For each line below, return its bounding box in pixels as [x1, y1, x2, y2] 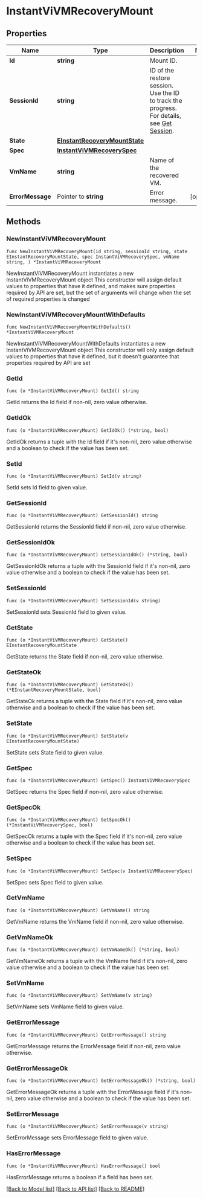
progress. [150, 104, 177, 112]
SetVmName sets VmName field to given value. [6, 1003, 124, 1010]
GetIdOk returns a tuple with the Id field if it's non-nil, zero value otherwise [6, 438, 192, 445]
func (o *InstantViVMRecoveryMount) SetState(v [6, 733, 129, 739]
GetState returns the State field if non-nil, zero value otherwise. [6, 653, 164, 660]
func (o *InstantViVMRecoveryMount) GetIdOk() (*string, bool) [6, 427, 169, 433]
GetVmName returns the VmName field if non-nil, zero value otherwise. [6, 918, 184, 925]
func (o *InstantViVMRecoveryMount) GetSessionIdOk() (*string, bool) [6, 552, 188, 558]
